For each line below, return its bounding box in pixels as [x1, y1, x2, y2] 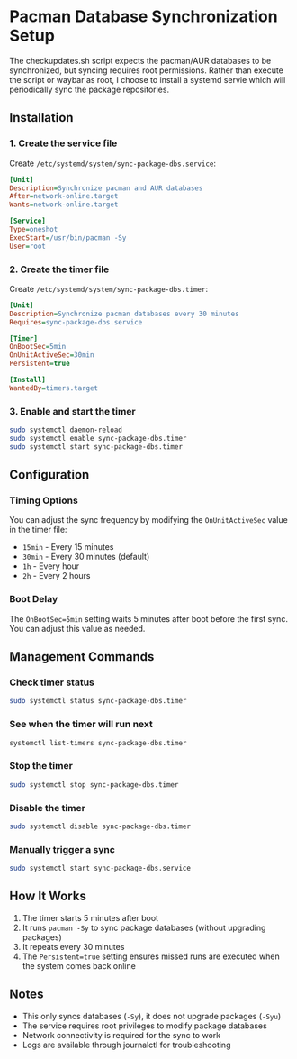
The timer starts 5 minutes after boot [22, 912, 159, 923]
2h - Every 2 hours [22, 571, 91, 581]
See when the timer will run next [9, 718, 153, 731]
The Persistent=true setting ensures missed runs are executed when [22, 951, 281, 962]
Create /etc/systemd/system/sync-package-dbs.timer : [9, 283, 209, 294]
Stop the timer [9, 760, 74, 772]
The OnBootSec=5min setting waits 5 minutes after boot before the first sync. [9, 613, 288, 624]
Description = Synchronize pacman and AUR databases [9, 183, 203, 193]
